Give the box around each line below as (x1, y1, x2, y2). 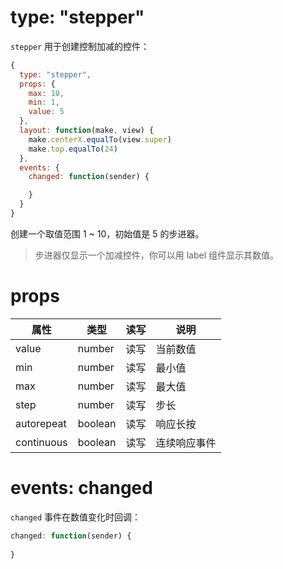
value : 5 (28, 107, 65, 117)
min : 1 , (28, 97, 60, 108)
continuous (15, 435, 68, 449)
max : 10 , (28, 88, 65, 98)
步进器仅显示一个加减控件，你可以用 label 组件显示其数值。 (34, 249, 280, 261)
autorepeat (15, 416, 67, 430)
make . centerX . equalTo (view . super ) (28, 134, 172, 145)
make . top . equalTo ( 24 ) (28, 144, 118, 154)
